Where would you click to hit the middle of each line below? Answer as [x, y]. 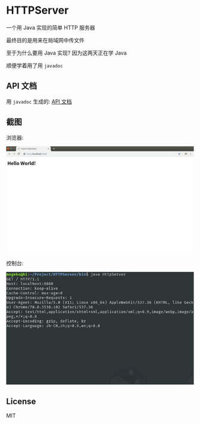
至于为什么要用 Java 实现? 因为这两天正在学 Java [66, 53]
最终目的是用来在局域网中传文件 [45, 40]
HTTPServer [37, 10]
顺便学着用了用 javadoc [35, 65]
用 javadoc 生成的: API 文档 [39, 101]
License [21, 401]
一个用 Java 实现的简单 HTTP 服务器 [51, 27]
